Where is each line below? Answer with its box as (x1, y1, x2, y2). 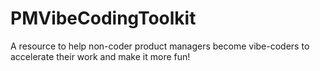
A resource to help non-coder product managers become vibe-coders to (10, 40, 310, 52)
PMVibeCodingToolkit (10, 7, 197, 30)
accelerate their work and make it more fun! (10, 50, 191, 62)
